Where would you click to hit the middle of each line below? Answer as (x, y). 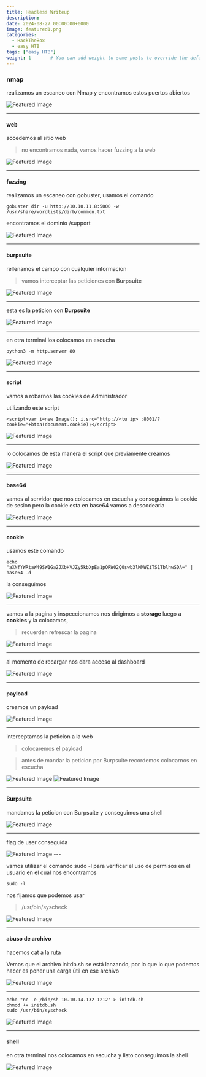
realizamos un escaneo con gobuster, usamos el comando (80, 195)
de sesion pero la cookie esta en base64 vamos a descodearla (86, 505)
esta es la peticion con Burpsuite (48, 310)
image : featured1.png (34, 29)
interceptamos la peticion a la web (50, 737)
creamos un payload (32, 707)
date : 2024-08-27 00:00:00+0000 (48, 23)
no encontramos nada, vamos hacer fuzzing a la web (88, 150)
